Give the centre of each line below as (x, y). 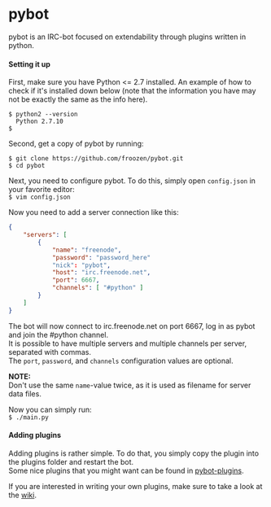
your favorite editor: (42, 190)
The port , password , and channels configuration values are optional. (121, 361)
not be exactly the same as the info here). (78, 99)
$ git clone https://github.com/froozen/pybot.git (96, 159)
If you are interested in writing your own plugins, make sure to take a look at (135, 486)
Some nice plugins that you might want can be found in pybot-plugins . (126, 470)
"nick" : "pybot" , (81, 265)
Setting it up (30, 64)
